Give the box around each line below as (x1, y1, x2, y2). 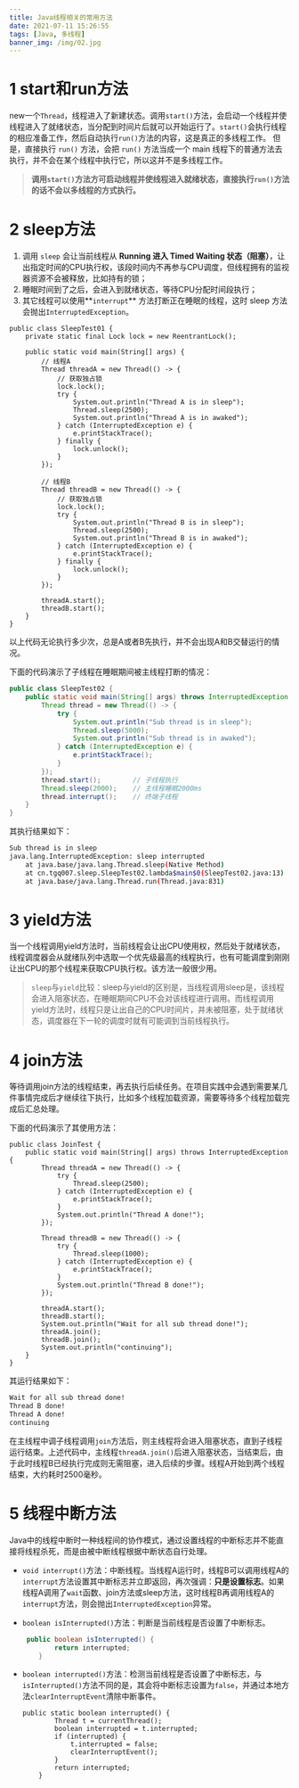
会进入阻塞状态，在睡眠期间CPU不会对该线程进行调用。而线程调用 (30, 993, 274, 1004)
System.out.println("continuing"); (41, 1343, 174, 1352)
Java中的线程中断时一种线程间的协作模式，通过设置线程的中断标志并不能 (9, 1535, 277, 1545)
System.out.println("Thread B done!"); (56, 1281, 205, 1290)
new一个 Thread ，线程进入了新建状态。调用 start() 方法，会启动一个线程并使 (9, 111, 287, 121)
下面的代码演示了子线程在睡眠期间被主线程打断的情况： (9, 666, 212, 678)
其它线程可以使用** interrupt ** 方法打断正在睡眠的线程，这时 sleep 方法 (21, 295, 287, 306)
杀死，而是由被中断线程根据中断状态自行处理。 (39, 1545, 212, 1556)
